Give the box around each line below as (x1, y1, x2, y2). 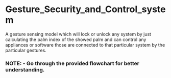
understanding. (5, 66, 45, 73)
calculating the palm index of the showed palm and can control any (5, 36, 146, 43)
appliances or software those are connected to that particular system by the (5, 42, 165, 48)
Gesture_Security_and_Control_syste (5, 4, 166, 15)
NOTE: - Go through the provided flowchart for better (5, 60, 139, 67)
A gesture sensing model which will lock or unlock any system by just (5, 31, 152, 37)
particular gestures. (5, 47, 47, 53)
